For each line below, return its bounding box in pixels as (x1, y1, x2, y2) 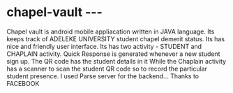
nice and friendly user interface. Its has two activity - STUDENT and (6, 42, 202, 50)
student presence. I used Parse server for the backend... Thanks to (6, 71, 200, 80)
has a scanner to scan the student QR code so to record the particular (6, 64, 207, 73)
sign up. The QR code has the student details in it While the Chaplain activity (6, 57, 227, 65)
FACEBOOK (6, 79, 40, 87)
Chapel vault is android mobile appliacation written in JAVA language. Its (6, 27, 215, 36)
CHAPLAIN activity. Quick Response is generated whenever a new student (6, 50, 220, 58)
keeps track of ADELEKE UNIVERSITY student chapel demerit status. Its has (6, 34, 225, 43)
